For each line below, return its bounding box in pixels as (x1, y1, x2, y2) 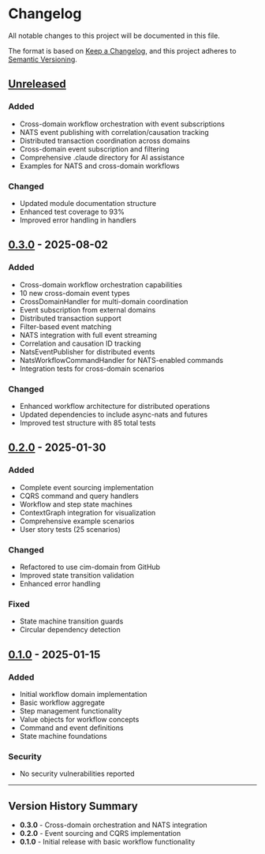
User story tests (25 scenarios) (19, 524, 121, 534)
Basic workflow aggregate (19, 698, 105, 707)
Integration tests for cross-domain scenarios (19, 364, 165, 373)
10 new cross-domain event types (19, 288, 130, 298)
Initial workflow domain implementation (19, 689, 147, 699)
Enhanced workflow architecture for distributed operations (19, 401, 211, 410)
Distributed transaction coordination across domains (19, 136, 191, 145)
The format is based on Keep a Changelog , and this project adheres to (8, 46, 237, 55)
